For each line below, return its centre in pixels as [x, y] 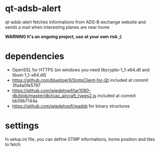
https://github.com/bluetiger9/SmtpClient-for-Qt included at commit [80, 80]
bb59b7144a [25, 101]
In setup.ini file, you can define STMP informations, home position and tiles [80, 139]
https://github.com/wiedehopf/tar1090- [51, 90]
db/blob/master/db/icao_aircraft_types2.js [54, 95]
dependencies [35, 56]
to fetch [13, 144]
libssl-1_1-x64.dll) [29, 75]
